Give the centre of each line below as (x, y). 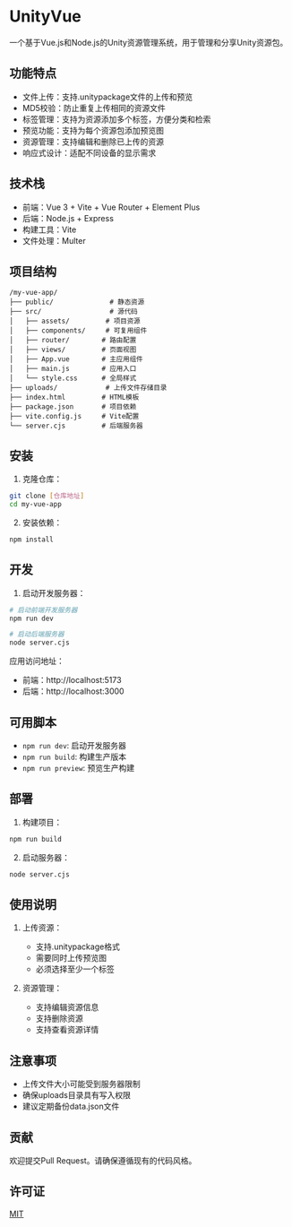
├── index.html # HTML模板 (74, 397)
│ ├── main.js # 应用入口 (73, 369)
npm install (31, 540)
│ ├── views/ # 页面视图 (73, 350)
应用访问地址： (37, 661)
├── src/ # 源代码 (73, 312)
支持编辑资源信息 (67, 1007)
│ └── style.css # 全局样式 (73, 378)
